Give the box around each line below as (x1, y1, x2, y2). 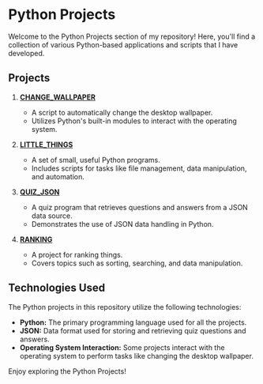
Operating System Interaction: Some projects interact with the (19, 342, 225, 352)
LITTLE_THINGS (19, 140, 73, 149)
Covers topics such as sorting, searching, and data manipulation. (31, 258, 243, 268)
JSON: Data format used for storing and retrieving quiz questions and (19, 326, 246, 335)
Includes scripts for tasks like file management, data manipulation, (31, 164, 247, 173)
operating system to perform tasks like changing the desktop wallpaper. (19, 351, 254, 360)
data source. (31, 211, 73, 220)
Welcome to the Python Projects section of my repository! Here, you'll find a (8, 32, 256, 41)
